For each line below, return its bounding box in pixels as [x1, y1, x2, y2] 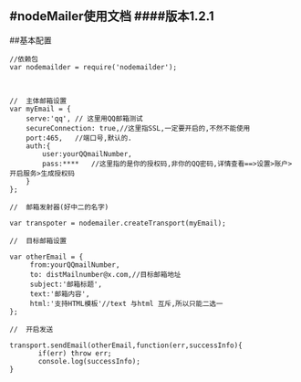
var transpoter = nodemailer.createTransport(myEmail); [9, 218, 226, 228]
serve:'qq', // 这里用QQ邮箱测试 [26, 113, 143, 123]
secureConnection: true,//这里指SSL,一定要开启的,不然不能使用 [26, 123, 251, 133]
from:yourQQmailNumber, [29, 260, 120, 270]
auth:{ [26, 141, 51, 151]
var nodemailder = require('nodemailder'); [9, 62, 178, 71]
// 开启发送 [9, 324, 54, 334]
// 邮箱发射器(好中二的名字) [9, 202, 109, 212]
